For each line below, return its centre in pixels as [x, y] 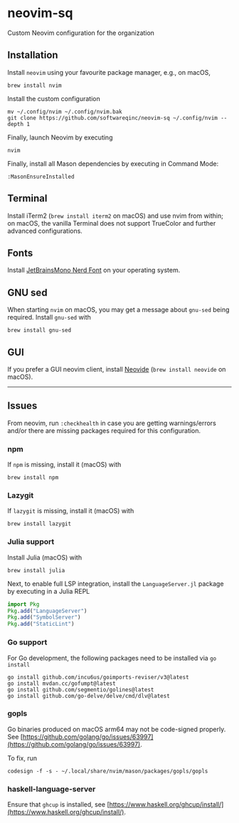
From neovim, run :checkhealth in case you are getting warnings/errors [112, 423]
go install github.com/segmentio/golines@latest [81, 690]
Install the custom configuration [54, 98]
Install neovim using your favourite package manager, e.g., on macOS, [109, 72]
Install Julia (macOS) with [45, 557]
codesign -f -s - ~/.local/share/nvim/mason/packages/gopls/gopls [108, 771]
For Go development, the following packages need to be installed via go [112, 658]
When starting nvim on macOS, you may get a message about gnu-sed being [118, 310]
